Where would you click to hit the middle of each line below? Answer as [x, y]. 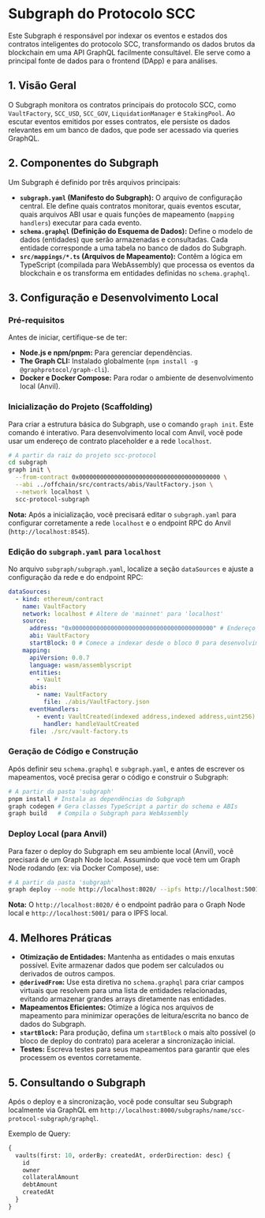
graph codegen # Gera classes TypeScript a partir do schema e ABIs [123, 806]
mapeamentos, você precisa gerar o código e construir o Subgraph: [118, 777]
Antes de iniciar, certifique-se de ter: [68, 337]
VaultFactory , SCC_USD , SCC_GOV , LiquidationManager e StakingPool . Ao [121, 113]
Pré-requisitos [36, 320]
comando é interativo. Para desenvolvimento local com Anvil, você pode [125, 432]
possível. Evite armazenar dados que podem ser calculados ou [121, 965]
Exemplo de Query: [39, 1133]
